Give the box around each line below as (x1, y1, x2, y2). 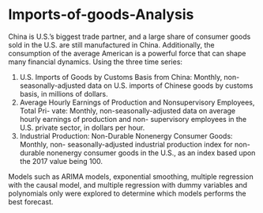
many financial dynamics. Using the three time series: (8, 57, 183, 67)
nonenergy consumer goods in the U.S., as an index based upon (46, 148, 256, 158)
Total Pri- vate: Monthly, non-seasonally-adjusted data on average (19, 105, 236, 116)
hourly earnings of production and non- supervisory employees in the (19, 114, 247, 124)
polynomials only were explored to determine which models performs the (8, 188, 246, 198)
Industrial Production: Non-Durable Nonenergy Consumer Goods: (19, 131, 233, 140)
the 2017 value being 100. (19, 156, 103, 165)
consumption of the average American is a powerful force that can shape (8, 48, 246, 58)
